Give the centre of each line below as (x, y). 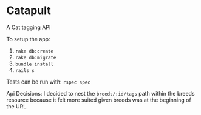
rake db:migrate (36, 57)
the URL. (17, 106)
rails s (25, 70)
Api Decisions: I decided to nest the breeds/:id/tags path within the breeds (101, 93)
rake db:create (34, 51)
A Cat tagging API (29, 27)
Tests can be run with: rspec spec (49, 82)
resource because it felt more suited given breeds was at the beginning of (99, 100)
